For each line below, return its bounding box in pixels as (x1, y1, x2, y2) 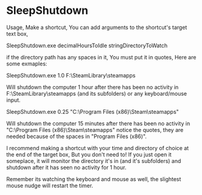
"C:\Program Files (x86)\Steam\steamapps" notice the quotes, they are (6, 126, 184, 133)
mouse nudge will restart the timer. (6, 182, 93, 189)
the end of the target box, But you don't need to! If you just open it (6, 151, 172, 158)
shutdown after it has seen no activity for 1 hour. (6, 164, 127, 171)
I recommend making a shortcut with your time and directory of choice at (6, 144, 189, 151)
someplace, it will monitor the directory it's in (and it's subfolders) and (6, 157, 181, 164)
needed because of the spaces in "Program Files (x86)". (6, 133, 147, 140)
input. (6, 96, 21, 104)
